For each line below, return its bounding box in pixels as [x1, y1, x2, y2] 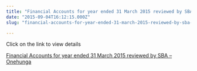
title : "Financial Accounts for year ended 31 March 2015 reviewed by [6, 8, 182, 15]
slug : [6, 19, 19, 25]
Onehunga [6, 58, 32, 65]
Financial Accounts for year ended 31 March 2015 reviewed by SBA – [6, 52, 172, 59]
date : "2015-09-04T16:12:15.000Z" [6, 14, 91, 20]
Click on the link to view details [6, 40, 81, 48]
